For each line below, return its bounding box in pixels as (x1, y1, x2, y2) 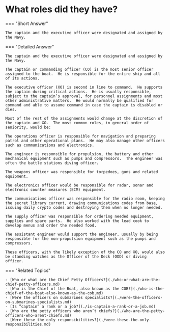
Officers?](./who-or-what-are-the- (84, 277, 160, 282)
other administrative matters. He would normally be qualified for (5, 98, 154, 103)
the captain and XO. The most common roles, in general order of (5, 120, 149, 125)
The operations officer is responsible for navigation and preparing (5, 133, 156, 139)
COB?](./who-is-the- (121, 286, 165, 291)
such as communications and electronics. (5, 143, 95, 148)
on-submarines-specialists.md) (5, 299, 72, 305)
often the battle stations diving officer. (5, 160, 99, 165)
